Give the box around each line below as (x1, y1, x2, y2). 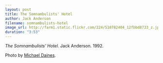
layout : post (5, 7, 32, 12)
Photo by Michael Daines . (5, 52, 56, 58)
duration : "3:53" (5, 30, 40, 34)
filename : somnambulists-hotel (5, 20, 68, 26)
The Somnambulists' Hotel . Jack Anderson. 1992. (5, 43, 104, 48)
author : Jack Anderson (5, 16, 51, 21)
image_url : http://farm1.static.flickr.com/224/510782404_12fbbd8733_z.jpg (5, 25, 162, 30)
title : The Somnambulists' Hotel (5, 12, 73, 16)
